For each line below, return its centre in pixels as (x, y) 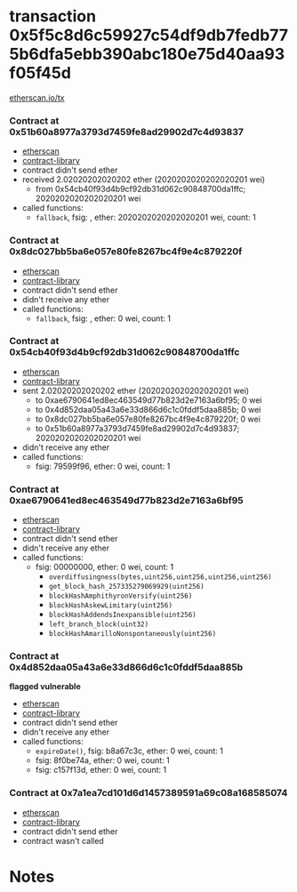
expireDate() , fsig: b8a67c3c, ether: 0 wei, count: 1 (129, 751)
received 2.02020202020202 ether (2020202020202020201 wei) (143, 180)
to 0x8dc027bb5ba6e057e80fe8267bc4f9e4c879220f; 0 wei (148, 419)
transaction (52, 16)
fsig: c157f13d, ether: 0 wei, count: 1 (101, 770)
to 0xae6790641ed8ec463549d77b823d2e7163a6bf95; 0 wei (148, 400)
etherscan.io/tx (37, 97)
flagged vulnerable (45, 687)
